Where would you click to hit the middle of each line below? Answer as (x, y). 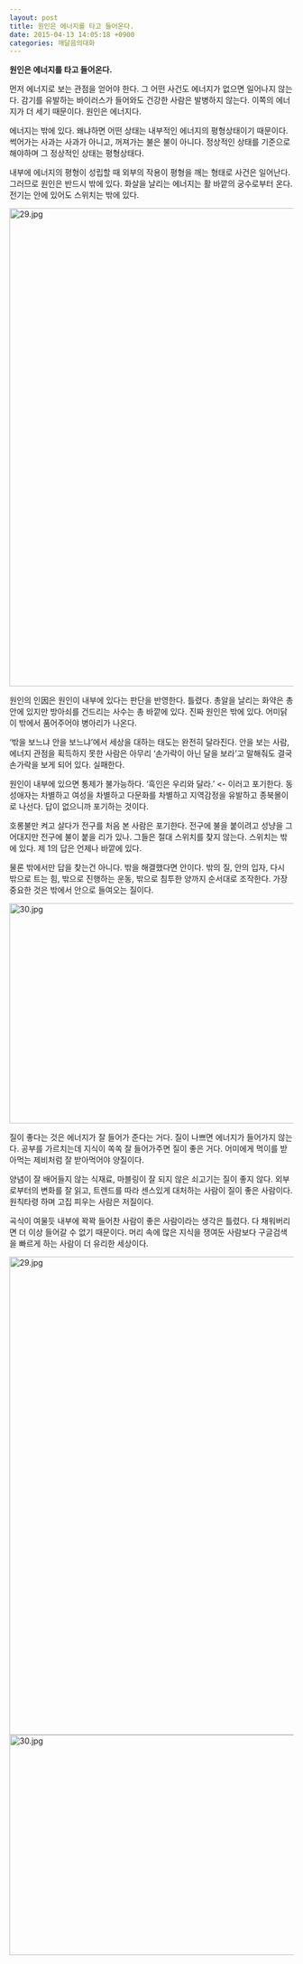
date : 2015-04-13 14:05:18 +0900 (72, 34)
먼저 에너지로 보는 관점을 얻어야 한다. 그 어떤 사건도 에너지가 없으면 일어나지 (143, 89)
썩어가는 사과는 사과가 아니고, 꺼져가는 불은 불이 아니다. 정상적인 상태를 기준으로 (150, 142)
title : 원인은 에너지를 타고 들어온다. (72, 26)
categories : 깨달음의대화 (52, 43)
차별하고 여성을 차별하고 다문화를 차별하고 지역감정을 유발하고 (149, 795)
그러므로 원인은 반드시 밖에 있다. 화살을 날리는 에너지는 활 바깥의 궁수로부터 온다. (151, 184)
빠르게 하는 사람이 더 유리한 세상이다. (83, 1244)
